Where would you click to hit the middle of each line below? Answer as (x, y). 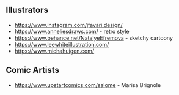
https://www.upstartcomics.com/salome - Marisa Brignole (88, 85)
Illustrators (27, 10)
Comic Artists (32, 70)
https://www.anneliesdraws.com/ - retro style (72, 31)
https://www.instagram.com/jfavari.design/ (68, 25)
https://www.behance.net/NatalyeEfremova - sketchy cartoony (94, 38)
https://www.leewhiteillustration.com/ (62, 44)
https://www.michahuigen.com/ (54, 51)
